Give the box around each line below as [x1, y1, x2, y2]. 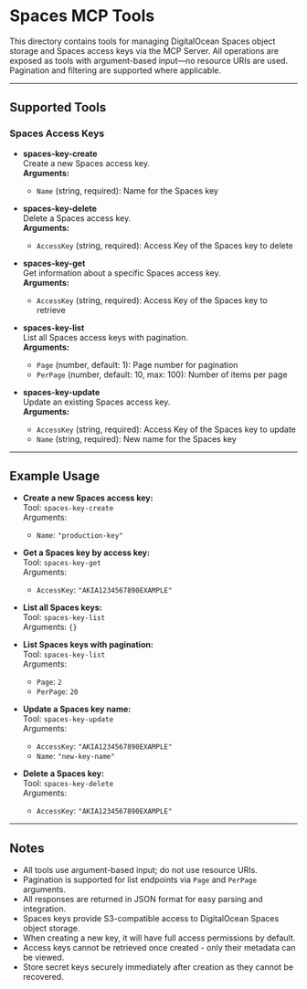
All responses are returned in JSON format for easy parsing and [22, 894, 263, 905]
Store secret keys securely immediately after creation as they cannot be [22, 962, 294, 973]
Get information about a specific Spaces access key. [22, 267, 221, 279]
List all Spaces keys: [22, 602, 102, 613]
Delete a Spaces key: [22, 768, 105, 779]
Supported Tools [9, 100, 107, 115]
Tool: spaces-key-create [22, 502, 114, 513]
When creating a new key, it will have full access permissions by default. [22, 932, 296, 943]
